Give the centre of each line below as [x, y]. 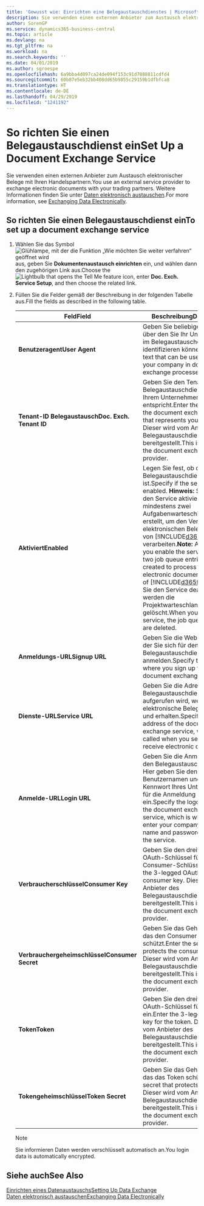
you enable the [164, 552]
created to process [169, 567]
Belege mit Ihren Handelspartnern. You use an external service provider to [98, 182]
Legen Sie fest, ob [168, 468]
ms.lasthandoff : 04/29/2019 [42, 97]
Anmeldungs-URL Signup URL [62, 657]
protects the [160, 951]
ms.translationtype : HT [36, 86]
